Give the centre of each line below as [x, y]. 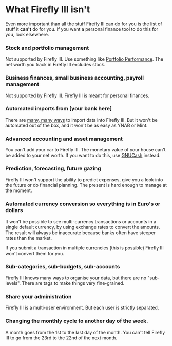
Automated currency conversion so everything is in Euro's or [83, 204]
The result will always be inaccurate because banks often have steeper [80, 233]
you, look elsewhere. [27, 34]
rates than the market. [29, 238]
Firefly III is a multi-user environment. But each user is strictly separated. [82, 308]
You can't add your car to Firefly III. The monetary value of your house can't [85, 150]
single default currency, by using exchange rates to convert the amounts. [83, 227]
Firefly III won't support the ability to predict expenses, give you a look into [84, 180]
